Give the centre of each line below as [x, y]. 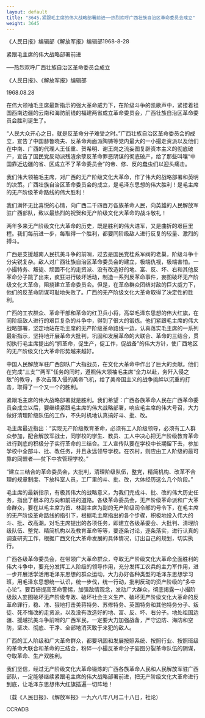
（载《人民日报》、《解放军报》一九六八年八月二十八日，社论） [84, 697]
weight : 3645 [23, 23]
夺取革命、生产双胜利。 [36, 656]
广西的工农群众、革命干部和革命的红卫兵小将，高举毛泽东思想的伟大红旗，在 [103, 313]
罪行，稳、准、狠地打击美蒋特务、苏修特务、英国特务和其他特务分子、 [105, 605]
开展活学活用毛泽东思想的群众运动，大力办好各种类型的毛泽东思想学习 [105, 574]
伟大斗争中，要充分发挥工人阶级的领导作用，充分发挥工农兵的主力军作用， [100, 566]
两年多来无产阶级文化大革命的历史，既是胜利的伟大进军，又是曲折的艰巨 [97, 226]
